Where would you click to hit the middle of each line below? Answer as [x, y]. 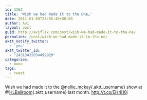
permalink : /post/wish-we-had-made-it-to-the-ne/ [56, 37]
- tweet [17, 73]
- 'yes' [17, 46]
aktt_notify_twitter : [27, 41]
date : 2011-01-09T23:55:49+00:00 [39, 19]
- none [16, 64]
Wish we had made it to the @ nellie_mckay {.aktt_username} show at [74, 87]
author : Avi [17, 23]
